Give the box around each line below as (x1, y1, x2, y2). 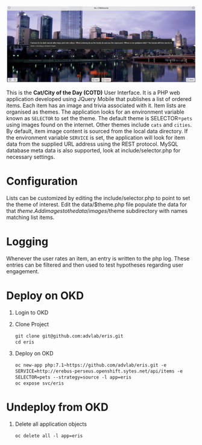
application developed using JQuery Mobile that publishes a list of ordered (6, 96, 192, 103)
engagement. (6, 268, 39, 275)
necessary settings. (6, 154, 55, 161)
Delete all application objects (14, 420, 87, 427)
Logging (6, 235, 49, 248)
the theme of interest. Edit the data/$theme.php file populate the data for (6, 201, 187, 208)
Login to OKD (14, 309, 49, 316)
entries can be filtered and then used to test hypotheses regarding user (6, 261, 184, 268)
